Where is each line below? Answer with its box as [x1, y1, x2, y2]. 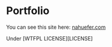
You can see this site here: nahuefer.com [6, 23, 106, 31]
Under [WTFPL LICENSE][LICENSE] [6, 35, 93, 42]
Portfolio [6, 4, 50, 18]
